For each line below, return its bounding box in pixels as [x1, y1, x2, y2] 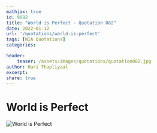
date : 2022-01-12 [6, 25, 50, 32]
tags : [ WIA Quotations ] [6, 36, 66, 42]
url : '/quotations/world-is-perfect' [6, 31, 101, 37]
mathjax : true [6, 8, 42, 15]
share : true [6, 75, 36, 81]
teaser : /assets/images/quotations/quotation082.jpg [17, 58, 152, 64]
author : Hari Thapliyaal [6, 64, 68, 70]
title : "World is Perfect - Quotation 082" [6, 20, 117, 26]
